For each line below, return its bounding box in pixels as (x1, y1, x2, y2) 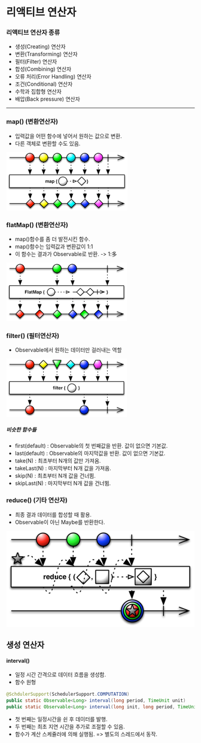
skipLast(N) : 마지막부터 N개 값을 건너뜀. (14, 480, 111, 487)
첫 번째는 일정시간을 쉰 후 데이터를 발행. (14, 715, 108, 723)
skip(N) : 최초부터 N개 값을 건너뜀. (14, 472, 96, 479)
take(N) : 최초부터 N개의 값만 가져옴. (14, 457, 101, 464)
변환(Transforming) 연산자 (14, 50, 78, 58)
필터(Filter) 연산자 (14, 58, 57, 65)
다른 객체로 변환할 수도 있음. (14, 140, 81, 147)
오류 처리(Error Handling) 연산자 (14, 73, 92, 80)
